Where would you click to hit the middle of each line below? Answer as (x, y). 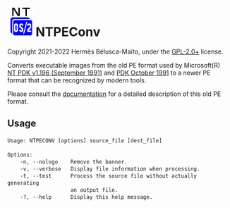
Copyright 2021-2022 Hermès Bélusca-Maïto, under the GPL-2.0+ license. (115, 51)
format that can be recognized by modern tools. (77, 80)
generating (23, 183)
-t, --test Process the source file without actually (109, 176)
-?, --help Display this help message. (86, 197)
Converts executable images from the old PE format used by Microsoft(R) (114, 65)
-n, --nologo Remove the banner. (74, 161)
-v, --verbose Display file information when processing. (110, 169)
